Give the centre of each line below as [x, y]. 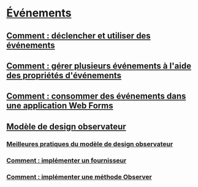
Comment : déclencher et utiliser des [79, 36]
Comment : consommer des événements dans [96, 96]
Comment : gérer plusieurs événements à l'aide [99, 66]
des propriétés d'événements [64, 75]
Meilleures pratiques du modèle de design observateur [90, 144]
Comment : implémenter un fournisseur [67, 160]
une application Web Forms [60, 106]
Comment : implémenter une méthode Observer [79, 177]
